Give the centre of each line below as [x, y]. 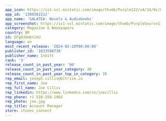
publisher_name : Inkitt [30, 56]
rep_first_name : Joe [26, 83]
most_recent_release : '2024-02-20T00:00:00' [52, 46]
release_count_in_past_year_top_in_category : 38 [56, 74]
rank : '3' [15, 60]
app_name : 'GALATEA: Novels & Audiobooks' [49, 19]
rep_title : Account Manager [34, 106]
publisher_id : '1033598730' [34, 51]
